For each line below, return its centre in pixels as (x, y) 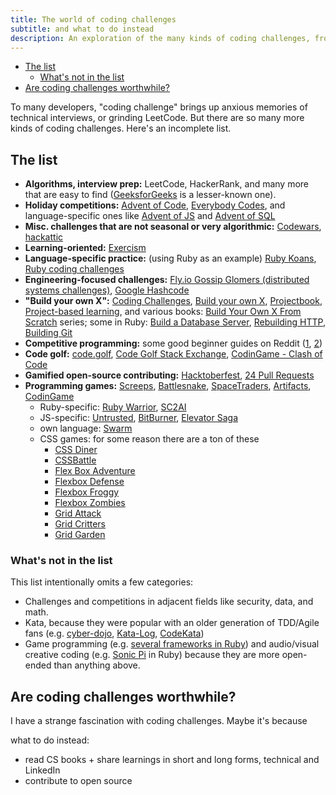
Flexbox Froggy (87, 492)
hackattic (44, 237)
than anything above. (97, 665)
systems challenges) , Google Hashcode (107, 290)
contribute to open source (78, 781)
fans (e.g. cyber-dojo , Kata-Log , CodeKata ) (114, 633)
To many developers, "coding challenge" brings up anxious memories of (159, 107)
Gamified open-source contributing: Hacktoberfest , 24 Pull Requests (169, 375)
